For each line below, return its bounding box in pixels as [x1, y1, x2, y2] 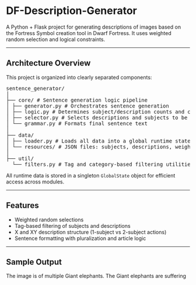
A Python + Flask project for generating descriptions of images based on [6, 23, 181, 30]
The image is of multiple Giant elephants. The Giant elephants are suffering [6, 273, 187, 280]
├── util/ [6, 155, 34, 162]
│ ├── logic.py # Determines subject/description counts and [6, 108, 185, 115]
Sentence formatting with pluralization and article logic [14, 235, 146, 242]
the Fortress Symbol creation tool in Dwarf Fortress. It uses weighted [6, 29, 171, 36]
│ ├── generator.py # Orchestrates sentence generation [6, 102, 169, 109]
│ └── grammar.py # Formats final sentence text [6, 120, 148, 127]
